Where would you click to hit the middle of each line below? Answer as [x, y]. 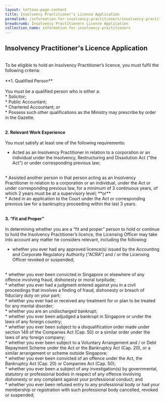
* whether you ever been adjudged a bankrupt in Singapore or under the [78, 316]
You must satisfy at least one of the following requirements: [65, 143]
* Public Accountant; [26, 102]
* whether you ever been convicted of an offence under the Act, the [74, 358]
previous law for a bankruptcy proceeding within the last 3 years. [71, 204]
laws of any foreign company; [35, 337]
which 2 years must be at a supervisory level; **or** [58, 193]
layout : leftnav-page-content [36, 10]
